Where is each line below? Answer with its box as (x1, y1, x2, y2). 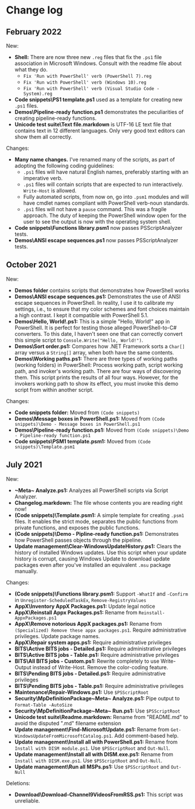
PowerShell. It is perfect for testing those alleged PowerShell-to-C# (14, 324, 177, 331)
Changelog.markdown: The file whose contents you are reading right (14, 499, 183, 506)
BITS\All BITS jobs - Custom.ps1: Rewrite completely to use (14, 657, 159, 665)
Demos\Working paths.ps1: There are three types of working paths (14, 355, 178, 362)
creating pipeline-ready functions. (14, 115, 97, 122)
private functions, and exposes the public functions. (14, 524, 140, 531)
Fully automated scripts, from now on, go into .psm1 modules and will (23, 194, 189, 200)
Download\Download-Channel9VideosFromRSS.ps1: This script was (14, 791, 183, 798)
